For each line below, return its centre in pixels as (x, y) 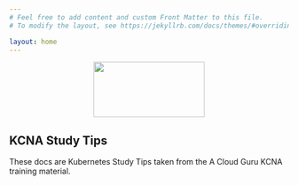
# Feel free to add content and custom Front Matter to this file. (137, 17)
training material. (40, 171)
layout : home (33, 42)
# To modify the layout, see (63, 26)
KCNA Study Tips (59, 140)
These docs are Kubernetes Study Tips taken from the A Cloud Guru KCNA (146, 162)
